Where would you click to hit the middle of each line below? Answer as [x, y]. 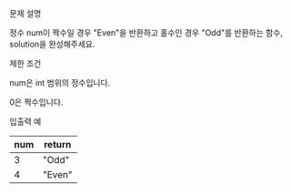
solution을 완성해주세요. [52, 44]
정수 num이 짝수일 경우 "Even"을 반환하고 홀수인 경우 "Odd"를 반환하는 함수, [146, 33]
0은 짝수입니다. [36, 102]
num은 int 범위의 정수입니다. [60, 83]
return [58, 144]
